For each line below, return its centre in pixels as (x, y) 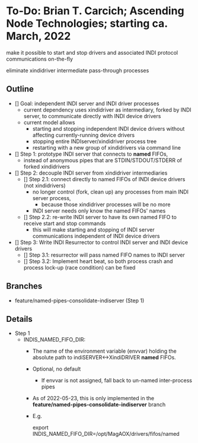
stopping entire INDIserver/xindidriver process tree (95, 141)
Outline (20, 89)
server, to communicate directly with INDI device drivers (92, 116)
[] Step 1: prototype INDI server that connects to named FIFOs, (91, 154)
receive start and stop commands (65, 223)
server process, (52, 198)
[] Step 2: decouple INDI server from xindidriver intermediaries (91, 173)
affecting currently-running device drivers (84, 135)
